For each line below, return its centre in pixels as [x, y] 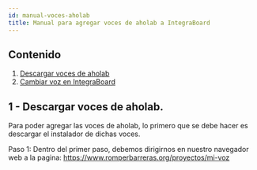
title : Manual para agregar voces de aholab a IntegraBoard [110, 23]
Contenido [35, 55]
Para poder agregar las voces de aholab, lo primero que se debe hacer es [128, 126]
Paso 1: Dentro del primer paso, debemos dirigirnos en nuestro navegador [128, 150]
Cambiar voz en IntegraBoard [68, 82]
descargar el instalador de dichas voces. [74, 134]
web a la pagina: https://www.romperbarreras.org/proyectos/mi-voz [119, 157]
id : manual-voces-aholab [49, 15]
